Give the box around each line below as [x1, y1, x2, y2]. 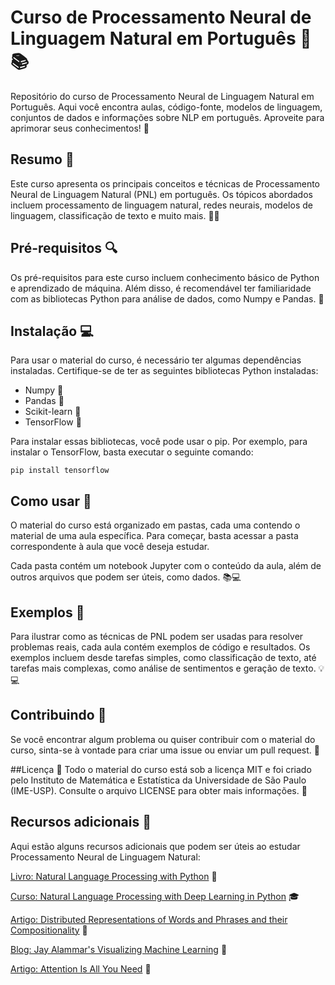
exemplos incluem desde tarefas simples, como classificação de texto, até [10, 652, 317, 663]
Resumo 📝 [10, 151, 75, 168]
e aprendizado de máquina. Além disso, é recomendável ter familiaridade [10, 282, 312, 294]
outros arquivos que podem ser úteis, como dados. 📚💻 [10, 571, 242, 583]
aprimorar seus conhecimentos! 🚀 [10, 122, 150, 134]
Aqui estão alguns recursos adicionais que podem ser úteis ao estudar [10, 840, 301, 852]
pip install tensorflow [10, 466, 110, 476]
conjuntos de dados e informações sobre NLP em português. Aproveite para [10, 111, 325, 123]
